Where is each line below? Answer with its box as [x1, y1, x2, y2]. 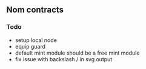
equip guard [15, 43, 46, 50]
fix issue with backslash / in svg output [15, 55, 113, 62]
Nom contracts [6, 5, 64, 15]
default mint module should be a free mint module [15, 49, 140, 56]
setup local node [15, 36, 58, 44]
